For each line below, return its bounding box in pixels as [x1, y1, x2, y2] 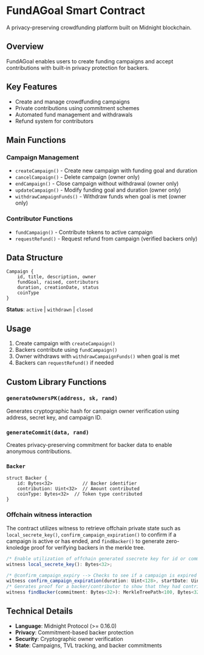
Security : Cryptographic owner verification [15, 635, 123, 642]
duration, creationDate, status [17, 284, 99, 291]
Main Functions [6, 135, 66, 145]
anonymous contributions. [6, 448, 72, 455]
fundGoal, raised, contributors [17, 279, 99, 285]
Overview [6, 41, 44, 52]
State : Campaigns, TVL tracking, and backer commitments [15, 642, 162, 649]
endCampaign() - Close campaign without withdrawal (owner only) [15, 180, 179, 187]
